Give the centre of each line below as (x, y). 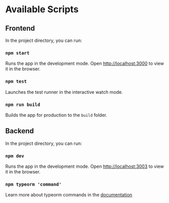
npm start (17, 53)
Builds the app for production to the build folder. (56, 115)
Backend (20, 131)
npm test (16, 82)
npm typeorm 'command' (33, 184)
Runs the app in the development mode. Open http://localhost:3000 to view (85, 64)
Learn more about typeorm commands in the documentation (69, 195)
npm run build (23, 105)
